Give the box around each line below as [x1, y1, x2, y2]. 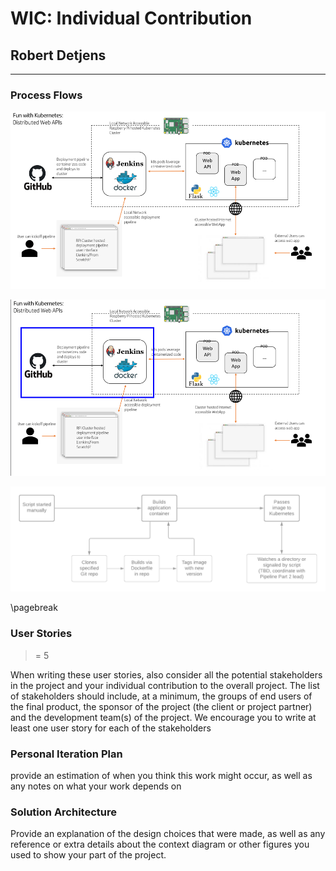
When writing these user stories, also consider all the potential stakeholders [10, 668, 323, 681]
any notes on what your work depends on [10, 780, 182, 792]
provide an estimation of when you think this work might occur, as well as [10, 770, 313, 782]
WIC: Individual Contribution [10, 7, 253, 30]
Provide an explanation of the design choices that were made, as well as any [10, 828, 326, 840]
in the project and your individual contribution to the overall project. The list [10, 679, 320, 691]
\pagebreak [10, 602, 58, 614]
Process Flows [10, 88, 83, 102]
